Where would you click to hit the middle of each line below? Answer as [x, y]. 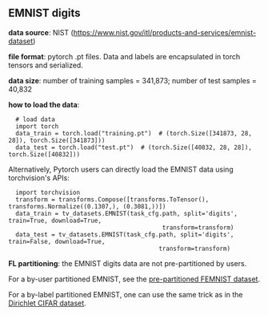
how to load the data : [44, 104]
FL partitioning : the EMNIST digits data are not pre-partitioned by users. [128, 263]
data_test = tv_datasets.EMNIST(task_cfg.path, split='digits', [125, 234]
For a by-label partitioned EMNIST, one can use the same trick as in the [126, 294]
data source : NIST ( [41, 32]
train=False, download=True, [57, 241]
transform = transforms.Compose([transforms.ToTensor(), [112, 200]
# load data [36, 119]
